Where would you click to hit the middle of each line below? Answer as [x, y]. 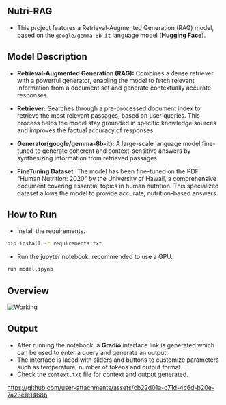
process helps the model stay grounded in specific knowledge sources [117, 123]
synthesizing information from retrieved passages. [88, 158]
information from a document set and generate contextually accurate [114, 88]
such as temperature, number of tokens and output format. [100, 367]
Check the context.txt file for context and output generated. [103, 374]
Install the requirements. [51, 231]
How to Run [32, 215]
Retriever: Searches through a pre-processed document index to [109, 108]
